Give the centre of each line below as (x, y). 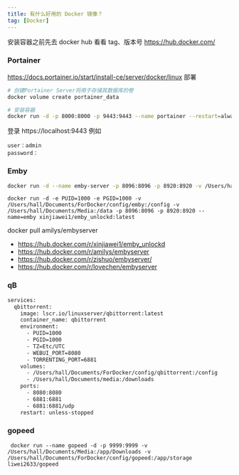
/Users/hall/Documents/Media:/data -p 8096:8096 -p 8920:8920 (101, 211)
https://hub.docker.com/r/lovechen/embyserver (87, 267)
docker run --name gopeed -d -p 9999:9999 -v (79, 445)
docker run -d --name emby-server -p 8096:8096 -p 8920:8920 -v (105, 186)
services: (22, 300)
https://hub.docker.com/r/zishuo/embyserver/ (85, 260)
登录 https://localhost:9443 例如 (54, 131)
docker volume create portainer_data (63, 97)
